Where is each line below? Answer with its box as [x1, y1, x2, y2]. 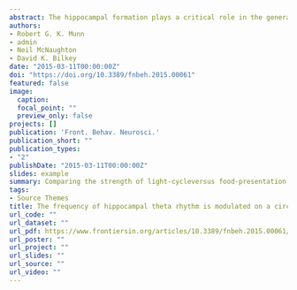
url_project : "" [9, 243, 69, 252]
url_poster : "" [9, 235, 65, 244]
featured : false [9, 79, 69, 88]
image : [9, 87, 34, 95]
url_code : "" [9, 210, 57, 219]
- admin [9, 37, 38, 47]
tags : [9, 186, 29, 195]
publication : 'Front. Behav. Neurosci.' [9, 128, 161, 137]
